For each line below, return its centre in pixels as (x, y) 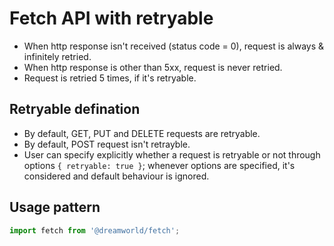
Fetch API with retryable (111, 18)
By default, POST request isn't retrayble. (107, 144)
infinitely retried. (57, 56)
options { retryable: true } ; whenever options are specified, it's (159, 165)
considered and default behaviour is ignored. (116, 176)
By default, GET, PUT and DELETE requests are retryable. (142, 133)
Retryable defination (75, 109)
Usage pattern (55, 207)
